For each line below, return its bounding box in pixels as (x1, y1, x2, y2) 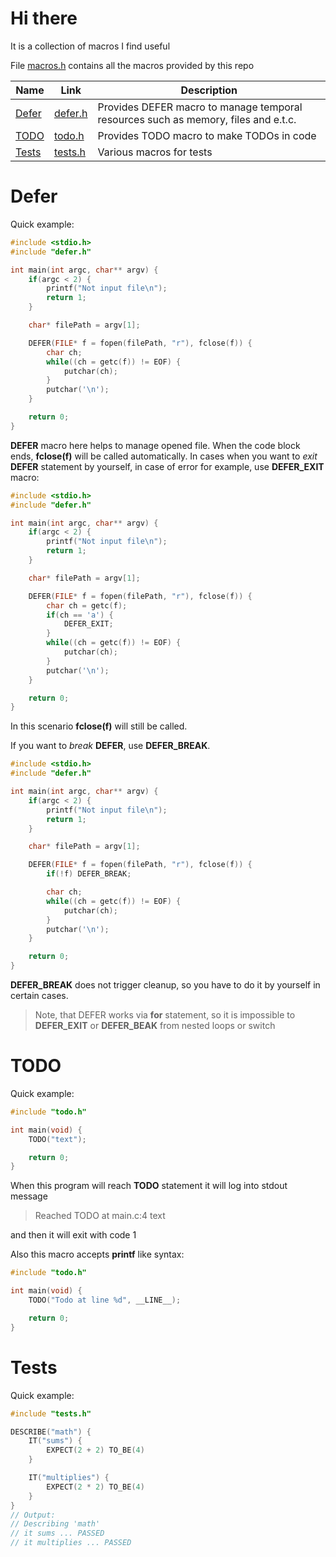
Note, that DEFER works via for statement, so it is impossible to (34, 1009, 296, 1021)
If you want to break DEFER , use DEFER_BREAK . (10, 740, 211, 752)
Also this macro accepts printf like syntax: (10, 1248, 185, 1261)
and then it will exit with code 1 (10, 1229, 137, 1241)
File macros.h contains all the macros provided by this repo (10, 59, 255, 71)
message (10, 1190, 48, 1202)
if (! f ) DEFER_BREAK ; (46, 869, 132, 879)
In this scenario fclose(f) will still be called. (10, 720, 188, 732)
